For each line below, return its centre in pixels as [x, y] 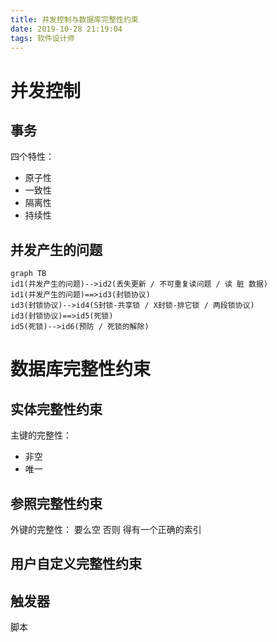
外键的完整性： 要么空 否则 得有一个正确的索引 [106, 529]
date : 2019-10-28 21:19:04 [66, 29]
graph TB [28, 274]
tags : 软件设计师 [42, 38]
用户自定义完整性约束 [76, 564]
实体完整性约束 [56, 409]
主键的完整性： [41, 435]
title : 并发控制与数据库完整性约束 [74, 19]
